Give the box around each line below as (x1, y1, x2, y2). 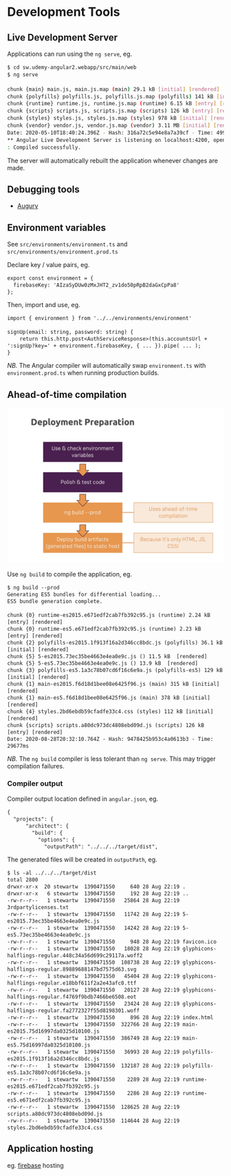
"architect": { (25, 822, 69, 830)
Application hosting (7, 1143, 94, 1155)
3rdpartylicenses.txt (7, 903, 69, 911)
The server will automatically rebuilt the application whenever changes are (7, 156, 219, 165)
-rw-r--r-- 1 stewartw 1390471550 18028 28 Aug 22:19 (7, 945, 180, 952)
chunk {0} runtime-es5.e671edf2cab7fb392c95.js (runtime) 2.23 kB (7, 625, 201, 632)
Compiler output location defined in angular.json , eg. (7, 795, 159, 803)
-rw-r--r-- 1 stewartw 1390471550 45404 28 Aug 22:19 (7, 972, 180, 980)
